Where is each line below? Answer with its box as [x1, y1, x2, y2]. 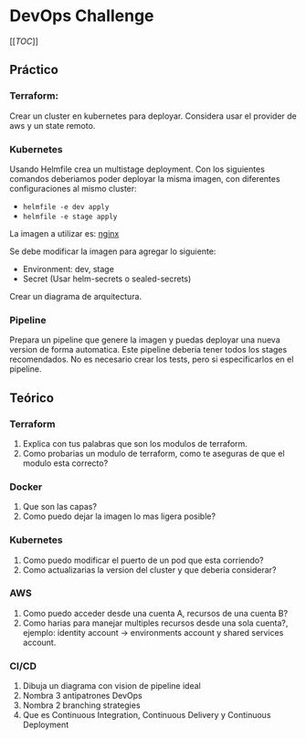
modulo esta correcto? [22, 458, 109, 469]
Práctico [9, 62, 59, 78]
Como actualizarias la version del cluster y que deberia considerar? [22, 564, 277, 575]
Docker [9, 480, 43, 493]
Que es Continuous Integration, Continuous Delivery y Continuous [22, 710, 271, 721]
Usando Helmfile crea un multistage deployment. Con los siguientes [9, 164, 265, 174]
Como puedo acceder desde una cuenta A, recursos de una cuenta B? [22, 607, 289, 618]
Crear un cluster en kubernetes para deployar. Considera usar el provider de [9, 111, 297, 121]
